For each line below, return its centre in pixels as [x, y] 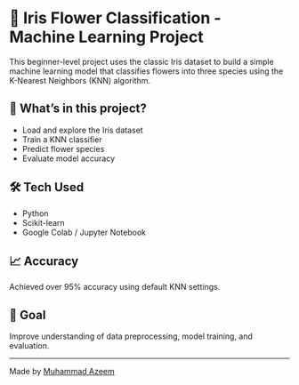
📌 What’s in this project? [78, 109]
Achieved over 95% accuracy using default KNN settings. [115, 287]
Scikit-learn [43, 222]
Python [35, 213]
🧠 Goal [28, 315]
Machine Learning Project [107, 37]
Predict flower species [63, 148]
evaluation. [29, 346]
